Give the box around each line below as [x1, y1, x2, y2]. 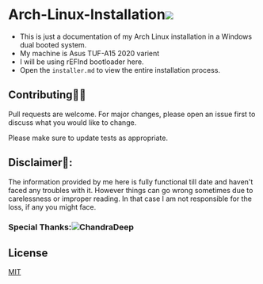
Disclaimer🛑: [8, 156, 73, 169]
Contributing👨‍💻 [8, 89, 87, 102]
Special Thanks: [8, 222, 72, 233]
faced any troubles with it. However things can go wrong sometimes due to [8, 185, 253, 195]
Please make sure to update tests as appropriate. [8, 133, 169, 142]
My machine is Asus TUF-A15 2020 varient [19, 48, 160, 58]
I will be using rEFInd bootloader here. [19, 57, 144, 66]
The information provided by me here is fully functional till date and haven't [8, 176, 253, 187]
